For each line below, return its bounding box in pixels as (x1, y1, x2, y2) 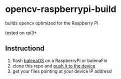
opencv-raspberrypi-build (5, 3, 116, 15)
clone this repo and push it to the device (12, 62, 96, 68)
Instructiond (5, 44, 44, 53)
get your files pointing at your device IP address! (12, 68, 112, 74)
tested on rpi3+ (5, 29, 37, 35)
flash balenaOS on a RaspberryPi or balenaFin (12, 57, 107, 63)
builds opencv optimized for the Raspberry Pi (5, 20, 98, 26)
